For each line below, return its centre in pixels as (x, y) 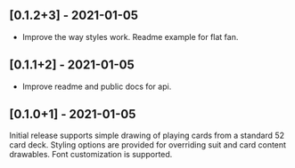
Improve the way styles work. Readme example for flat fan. (130, 36)
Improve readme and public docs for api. (97, 86)
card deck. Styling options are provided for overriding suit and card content (148, 145)
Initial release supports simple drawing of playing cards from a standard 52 (147, 136)
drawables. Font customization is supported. (91, 155)
